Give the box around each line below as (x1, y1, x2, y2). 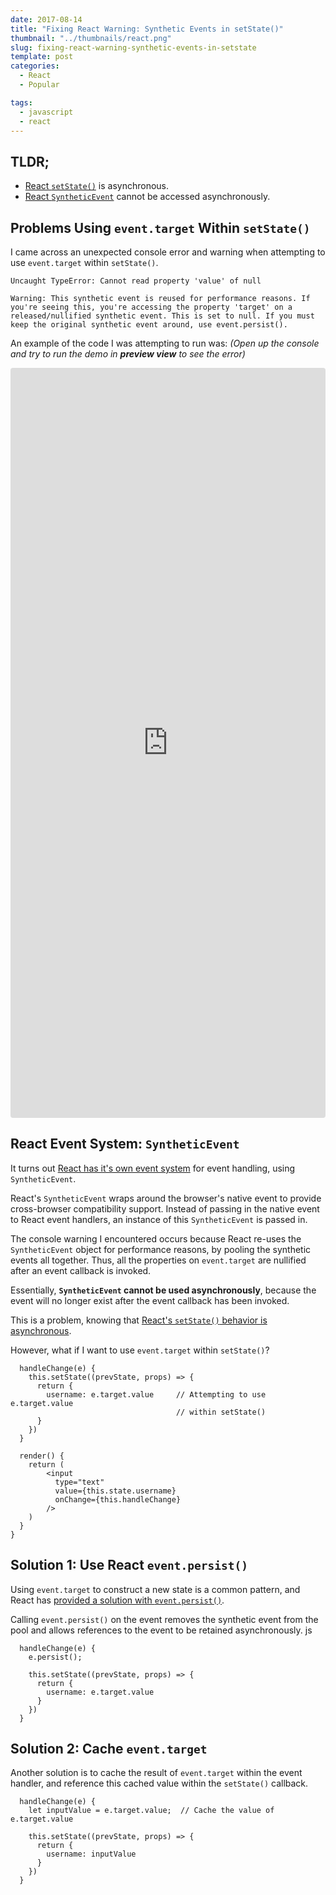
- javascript (19, 107, 74, 117)
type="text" (54, 1477, 105, 1487)
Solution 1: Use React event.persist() (10, 1557, 248, 1574)
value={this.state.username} (54, 1486, 177, 1496)
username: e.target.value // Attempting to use (46, 1389, 267, 1400)
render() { (19, 1451, 65, 1461)
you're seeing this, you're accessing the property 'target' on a (10, 302, 293, 312)
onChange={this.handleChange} (54, 1494, 182, 1505)
